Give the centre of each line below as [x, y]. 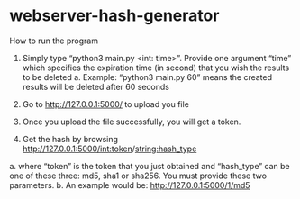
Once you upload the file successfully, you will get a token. [132, 122]
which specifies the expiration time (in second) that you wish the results [156, 68]
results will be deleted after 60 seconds [95, 86]
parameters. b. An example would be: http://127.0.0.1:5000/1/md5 [130, 185]
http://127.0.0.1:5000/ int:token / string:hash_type [109, 149]
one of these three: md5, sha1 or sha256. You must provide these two [138, 176]
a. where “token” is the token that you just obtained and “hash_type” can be [150, 166]
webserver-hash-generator [114, 16]
